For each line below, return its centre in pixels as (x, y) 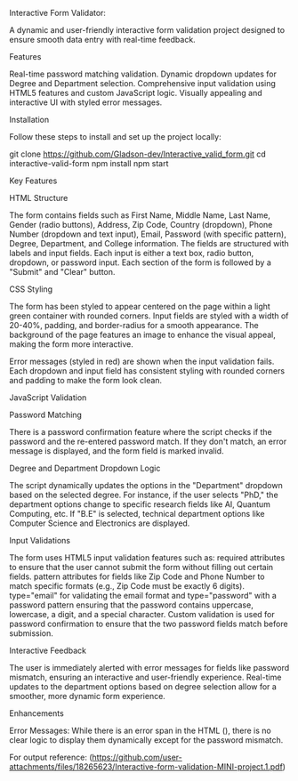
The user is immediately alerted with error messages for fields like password (149, 668)
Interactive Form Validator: (58, 13)
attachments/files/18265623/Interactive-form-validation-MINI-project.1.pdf (146, 767)
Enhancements (36, 713)
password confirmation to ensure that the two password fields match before (149, 624)
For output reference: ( (51, 757)
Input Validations (40, 540)
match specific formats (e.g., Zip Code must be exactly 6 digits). (127, 586)
